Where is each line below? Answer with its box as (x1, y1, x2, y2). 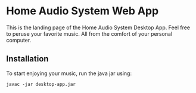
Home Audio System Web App (6, 4, 159, 18)
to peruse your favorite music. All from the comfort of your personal (6, 30, 173, 37)
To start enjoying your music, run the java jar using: (6, 70, 132, 77)
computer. (6, 36, 32, 44)
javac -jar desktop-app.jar (6, 81, 76, 87)
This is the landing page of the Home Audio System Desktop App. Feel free (6, 24, 191, 31)
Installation (6, 54, 49, 64)
